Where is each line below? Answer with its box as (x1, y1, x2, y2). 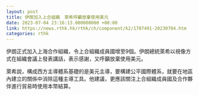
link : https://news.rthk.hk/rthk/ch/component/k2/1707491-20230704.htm (6, 25, 187, 31)
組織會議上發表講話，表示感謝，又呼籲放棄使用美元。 (16, 55, 146, 62)
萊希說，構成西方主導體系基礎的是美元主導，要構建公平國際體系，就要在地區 (6, 68, 193, 75)
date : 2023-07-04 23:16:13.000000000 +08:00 (6, 20, 118, 26)
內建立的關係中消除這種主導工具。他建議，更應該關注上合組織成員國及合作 (6, 75, 188, 83)
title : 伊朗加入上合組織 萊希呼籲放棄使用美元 (6, 14, 109, 20)
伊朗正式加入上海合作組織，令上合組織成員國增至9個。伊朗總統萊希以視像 (6, 48, 186, 55)
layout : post (6, 8, 38, 15)
